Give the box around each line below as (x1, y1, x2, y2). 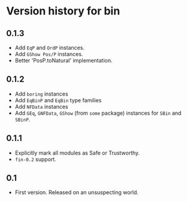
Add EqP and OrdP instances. (14, 44, 85, 51)
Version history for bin (6, 4, 120, 18)
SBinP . (14, 115, 31, 123)
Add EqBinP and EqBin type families (14, 96, 102, 103)
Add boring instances (14, 90, 68, 97)
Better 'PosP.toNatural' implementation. (14, 57, 113, 64)
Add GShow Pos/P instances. (14, 50, 83, 58)
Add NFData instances (14, 103, 68, 110)
